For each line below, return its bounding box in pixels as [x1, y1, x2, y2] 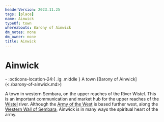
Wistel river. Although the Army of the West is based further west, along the [5, 101, 158, 107]
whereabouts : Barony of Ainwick [5, 25, 71, 30]
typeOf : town [5, 20, 32, 26]
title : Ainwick [5, 39, 36, 44]
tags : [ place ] [5, 12, 34, 17]
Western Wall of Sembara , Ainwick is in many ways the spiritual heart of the [5, 106, 158, 112]
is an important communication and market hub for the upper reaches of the [5, 96, 159, 102]
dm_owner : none [5, 35, 36, 40]
